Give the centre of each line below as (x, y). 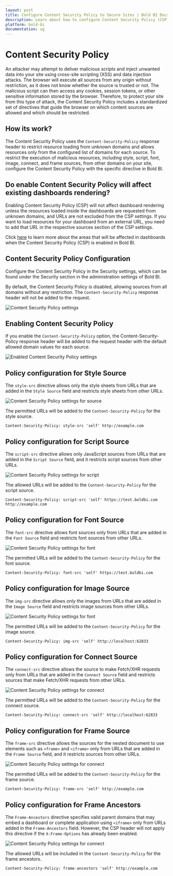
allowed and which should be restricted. (48, 113)
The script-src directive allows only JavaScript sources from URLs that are (85, 454)
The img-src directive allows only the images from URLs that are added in (83, 601)
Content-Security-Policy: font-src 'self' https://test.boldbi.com (79, 573)
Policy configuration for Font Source (65, 520)
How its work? (29, 129)
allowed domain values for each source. (48, 347)
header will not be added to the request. (48, 297)
